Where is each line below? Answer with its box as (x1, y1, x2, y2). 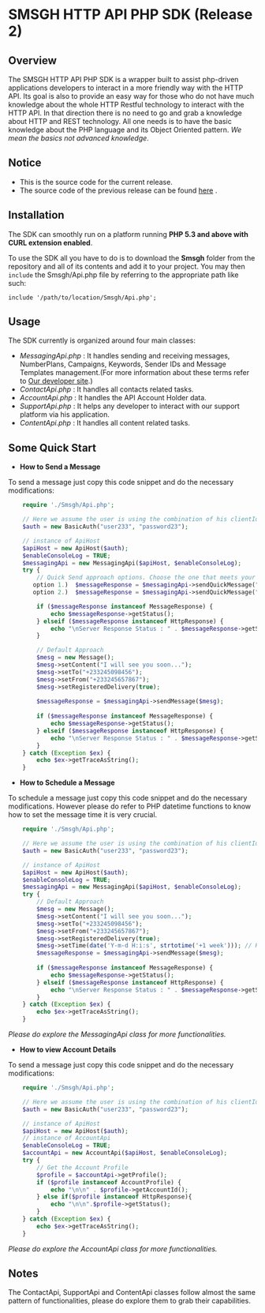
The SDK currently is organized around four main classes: (8, 336, 196, 345)
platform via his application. (19, 410, 110, 419)
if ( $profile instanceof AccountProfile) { (36, 1178, 181, 1186)
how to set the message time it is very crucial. (8, 810, 158, 820)
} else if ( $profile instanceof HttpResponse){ (36, 1193, 192, 1201)
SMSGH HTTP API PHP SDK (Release (8, 6, 253, 24)
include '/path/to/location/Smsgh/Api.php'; (8, 294, 157, 302)
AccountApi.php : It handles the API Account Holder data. (19, 393, 207, 403)
